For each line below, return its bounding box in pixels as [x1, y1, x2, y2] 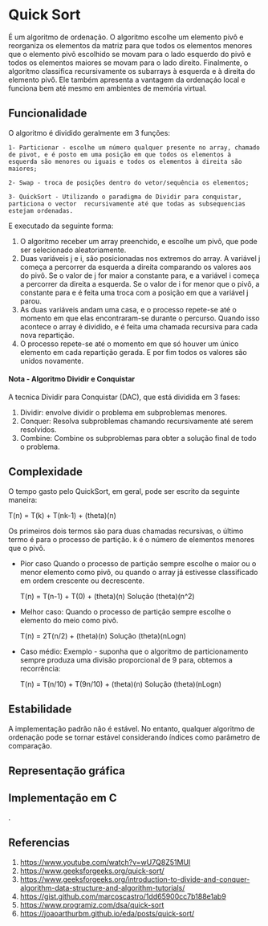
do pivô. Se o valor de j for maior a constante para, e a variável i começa [19, 271, 260, 280]
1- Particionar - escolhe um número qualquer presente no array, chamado [8, 143, 261, 152]
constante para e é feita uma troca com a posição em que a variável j [19, 288, 249, 297]
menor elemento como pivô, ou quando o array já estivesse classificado [19, 567, 258, 577]
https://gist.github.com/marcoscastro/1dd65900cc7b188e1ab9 [19, 891, 226, 901]
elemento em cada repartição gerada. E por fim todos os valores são [19, 347, 247, 357]
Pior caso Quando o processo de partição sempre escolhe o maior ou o [19, 558, 257, 568]
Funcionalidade [8, 107, 87, 120]
